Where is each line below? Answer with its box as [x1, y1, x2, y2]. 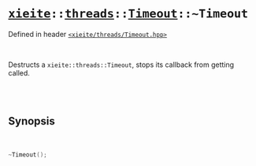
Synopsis [8, 115, 55, 128]
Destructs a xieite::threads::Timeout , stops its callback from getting [8, 60, 235, 69]
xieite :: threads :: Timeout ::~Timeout [8, 6, 249, 21]
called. [8, 68, 30, 77]
